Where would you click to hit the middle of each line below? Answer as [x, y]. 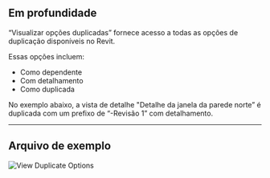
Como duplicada [47, 89]
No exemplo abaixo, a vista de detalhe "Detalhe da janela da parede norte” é [135, 104]
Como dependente [51, 72]
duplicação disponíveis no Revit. [62, 41]
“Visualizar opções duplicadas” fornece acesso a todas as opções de [123, 32]
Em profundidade [53, 13]
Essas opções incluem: [47, 56]
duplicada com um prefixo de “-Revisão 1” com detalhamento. [111, 113]
